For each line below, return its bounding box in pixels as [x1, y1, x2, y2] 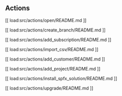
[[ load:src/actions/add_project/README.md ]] [5, 65, 101, 71]
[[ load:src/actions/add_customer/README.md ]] [5, 56, 106, 62]
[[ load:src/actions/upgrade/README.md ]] [5, 85, 94, 91]
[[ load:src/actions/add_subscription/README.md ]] [5, 36, 112, 42]
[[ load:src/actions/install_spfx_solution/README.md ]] [5, 75, 118, 81]
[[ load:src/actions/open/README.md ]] [5, 17, 87, 23]
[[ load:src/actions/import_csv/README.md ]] [5, 46, 99, 52]
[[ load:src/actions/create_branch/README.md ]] [5, 27, 106, 33]
